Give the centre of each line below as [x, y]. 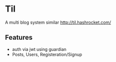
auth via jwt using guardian [39, 49]
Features [19, 38]
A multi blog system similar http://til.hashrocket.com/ [58, 22]
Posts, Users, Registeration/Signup [47, 54]
